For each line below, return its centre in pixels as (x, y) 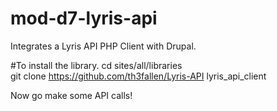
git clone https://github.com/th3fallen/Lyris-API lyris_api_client (138, 76)
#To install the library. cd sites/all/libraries (96, 65)
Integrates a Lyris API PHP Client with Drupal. (103, 46)
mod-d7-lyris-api (84, 18)
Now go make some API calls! (71, 95)
